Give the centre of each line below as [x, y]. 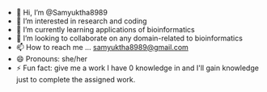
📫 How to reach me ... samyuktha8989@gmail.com [102, 47]
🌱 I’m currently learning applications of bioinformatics [106, 29]
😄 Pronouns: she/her [51, 59]
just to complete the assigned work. [76, 79]
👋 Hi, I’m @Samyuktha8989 [61, 13]
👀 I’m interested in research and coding [81, 21]
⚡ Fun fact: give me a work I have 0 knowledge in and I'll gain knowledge [137, 68]
